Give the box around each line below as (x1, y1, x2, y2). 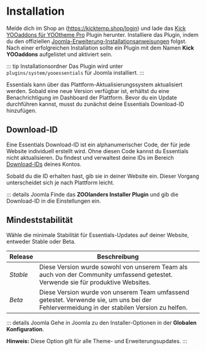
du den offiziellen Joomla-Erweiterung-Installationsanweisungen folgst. (6, 37, 187, 45)
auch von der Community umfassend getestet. (39, 270, 173, 279)
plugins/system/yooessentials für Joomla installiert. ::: (6, 69, 145, 76)
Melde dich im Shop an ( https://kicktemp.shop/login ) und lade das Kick (6, 25, 186, 32)
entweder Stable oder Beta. (6, 238, 76, 245)
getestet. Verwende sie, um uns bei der (39, 295, 152, 304)
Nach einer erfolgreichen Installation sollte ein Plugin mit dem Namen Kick (6, 44, 194, 51)
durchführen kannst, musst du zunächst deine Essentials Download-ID (6, 100, 185, 108)
